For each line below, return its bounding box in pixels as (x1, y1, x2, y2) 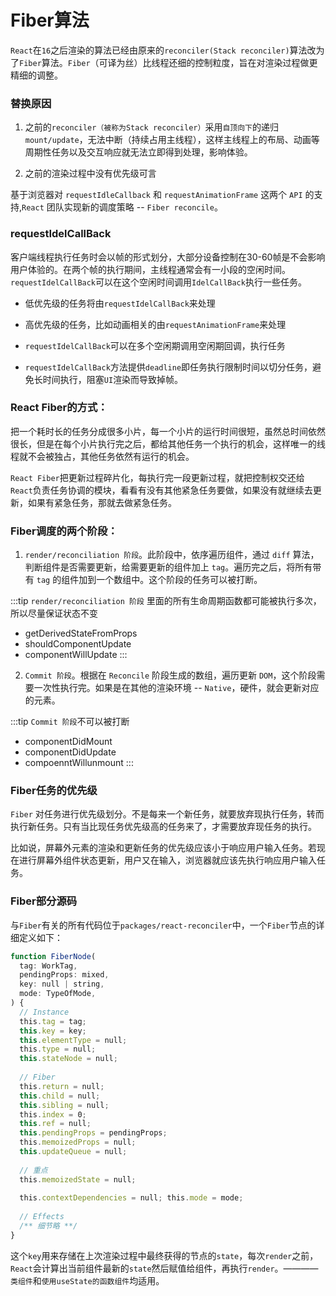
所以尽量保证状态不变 (10, 607, 98, 620)
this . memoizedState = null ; (19, 1174, 137, 1185)
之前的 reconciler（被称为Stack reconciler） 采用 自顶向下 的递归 (24, 121, 279, 133)
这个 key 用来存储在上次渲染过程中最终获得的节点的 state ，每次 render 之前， (10, 1249, 319, 1261)
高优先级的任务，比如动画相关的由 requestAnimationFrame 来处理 (24, 318, 287, 330)
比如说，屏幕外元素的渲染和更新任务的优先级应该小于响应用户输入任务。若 (10, 842, 317, 854)
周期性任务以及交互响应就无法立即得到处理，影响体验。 (24, 146, 253, 158)
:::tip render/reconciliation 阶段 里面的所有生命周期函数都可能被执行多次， (10, 595, 322, 607)
